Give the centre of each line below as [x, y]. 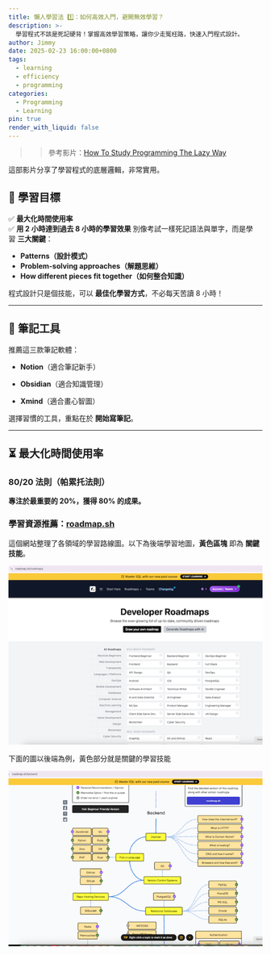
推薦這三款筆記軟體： [44, 349]
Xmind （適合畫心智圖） [60, 401]
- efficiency [38, 77]
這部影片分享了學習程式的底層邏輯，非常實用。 [86, 170]
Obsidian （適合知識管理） [64, 384]
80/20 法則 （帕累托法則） [59, 482]
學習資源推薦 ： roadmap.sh [62, 524]
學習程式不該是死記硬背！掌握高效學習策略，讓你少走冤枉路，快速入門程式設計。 [130, 34]
